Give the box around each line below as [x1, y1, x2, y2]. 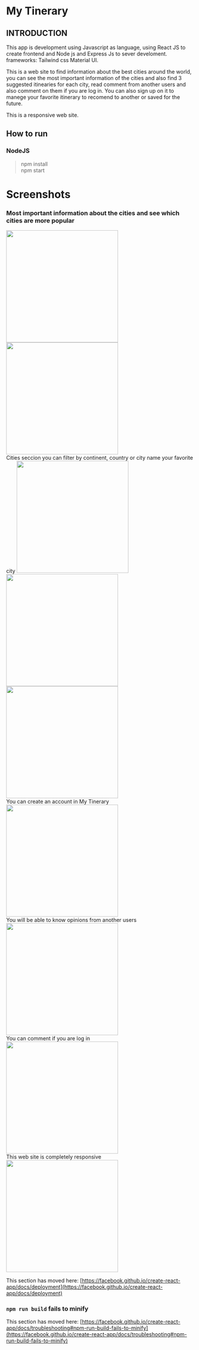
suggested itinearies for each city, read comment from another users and [6, 81, 186, 88]
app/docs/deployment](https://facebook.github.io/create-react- [6, 1284, 163, 1291]
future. [6, 100, 23, 107]
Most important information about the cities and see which [6, 209, 180, 217]
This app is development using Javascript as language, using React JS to [6, 44, 186, 51]
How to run [6, 129, 48, 139]
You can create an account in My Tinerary [6, 798, 109, 805]
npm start [20, 166, 45, 174]
